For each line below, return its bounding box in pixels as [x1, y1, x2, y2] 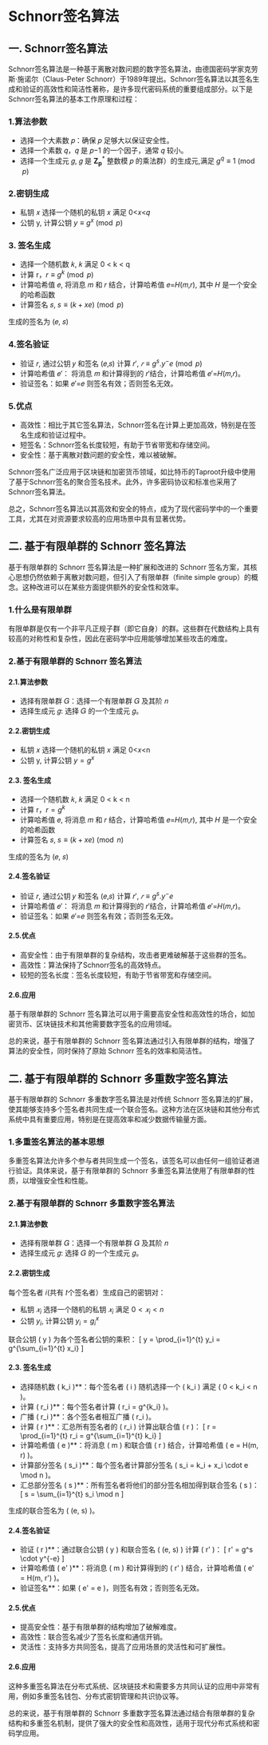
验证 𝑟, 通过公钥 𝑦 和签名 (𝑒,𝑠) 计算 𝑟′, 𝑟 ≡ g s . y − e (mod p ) [19, 357, 203, 368]
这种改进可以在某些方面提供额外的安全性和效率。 [22, 582, 183, 592]
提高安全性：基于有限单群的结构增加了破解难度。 [19, 1622, 181, 1632]
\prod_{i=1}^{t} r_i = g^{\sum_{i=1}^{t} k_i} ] [19, 1431, 162, 1441]
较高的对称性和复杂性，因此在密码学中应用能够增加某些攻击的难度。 [8, 634, 232, 644]
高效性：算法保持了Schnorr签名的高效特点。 [19, 960, 166, 970]
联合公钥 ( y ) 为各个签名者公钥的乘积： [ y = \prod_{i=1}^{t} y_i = [8, 1335, 221, 1344]
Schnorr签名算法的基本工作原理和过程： [8, 94, 140, 104]
